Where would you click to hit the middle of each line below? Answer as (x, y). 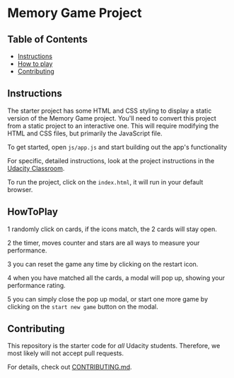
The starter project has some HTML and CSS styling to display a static (110, 111)
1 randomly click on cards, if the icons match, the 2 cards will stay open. (112, 229)
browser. (20, 189)
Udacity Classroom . (36, 168)
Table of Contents (48, 39)
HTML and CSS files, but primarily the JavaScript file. (85, 133)
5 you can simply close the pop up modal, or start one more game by (108, 299)
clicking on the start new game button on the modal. (83, 306)
